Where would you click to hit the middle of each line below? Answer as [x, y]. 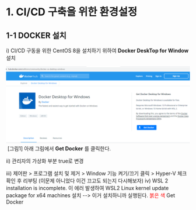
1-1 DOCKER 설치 [36, 35]
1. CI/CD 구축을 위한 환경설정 [72, 12]
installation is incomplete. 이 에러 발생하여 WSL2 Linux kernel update [87, 188]
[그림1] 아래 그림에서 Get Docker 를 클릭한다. [59, 148]
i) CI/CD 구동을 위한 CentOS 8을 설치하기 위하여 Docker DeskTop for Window [97, 51]
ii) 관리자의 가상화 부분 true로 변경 [45, 161]
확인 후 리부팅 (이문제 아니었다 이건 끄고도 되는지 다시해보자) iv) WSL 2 [87, 180]
